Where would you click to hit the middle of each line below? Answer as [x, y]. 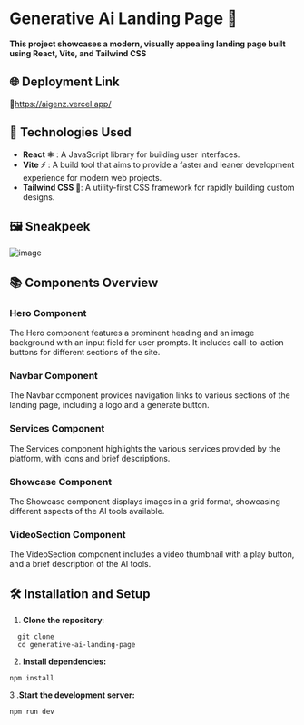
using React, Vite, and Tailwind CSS [78, 53]
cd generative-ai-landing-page [77, 645]
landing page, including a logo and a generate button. [110, 405]
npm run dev [32, 712]
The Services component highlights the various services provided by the [145, 448]
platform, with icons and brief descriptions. [90, 458]
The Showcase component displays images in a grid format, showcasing [145, 501]
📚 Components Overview [84, 282]
